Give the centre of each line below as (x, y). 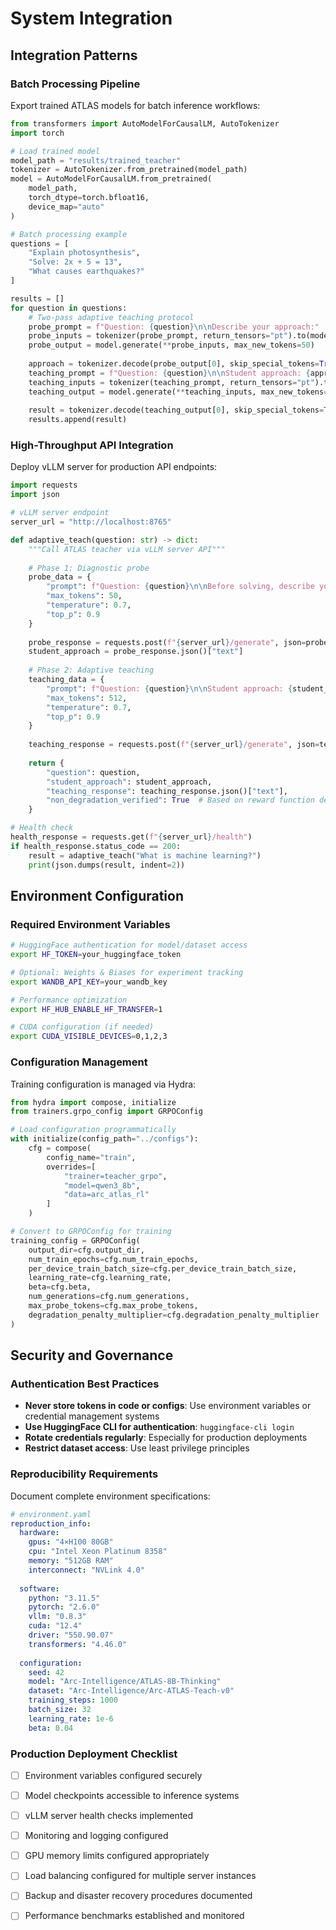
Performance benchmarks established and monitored (134, 1916)
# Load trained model (55, 151)
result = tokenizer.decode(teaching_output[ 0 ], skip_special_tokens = (176, 410)
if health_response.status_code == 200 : (96, 846)
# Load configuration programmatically (93, 1130)
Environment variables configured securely (113, 1775)
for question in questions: (69, 308)
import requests (44, 485)
